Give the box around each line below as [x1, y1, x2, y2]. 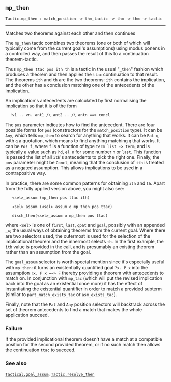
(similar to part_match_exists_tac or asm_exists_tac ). [5, 291, 117, 297]
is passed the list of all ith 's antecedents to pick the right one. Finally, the [5, 154, 160, 160]
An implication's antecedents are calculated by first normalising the [5, 97, 147, 103]
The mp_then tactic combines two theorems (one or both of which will [5, 40, 150, 46]
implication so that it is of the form [5, 103, 77, 109]
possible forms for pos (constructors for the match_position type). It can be [5, 127, 163, 133]
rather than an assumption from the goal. [5, 249, 91, 255]
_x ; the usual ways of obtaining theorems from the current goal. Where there [5, 227, 166, 233]
